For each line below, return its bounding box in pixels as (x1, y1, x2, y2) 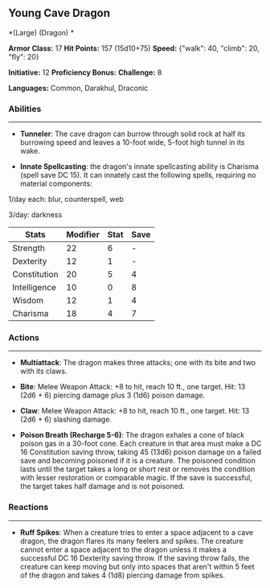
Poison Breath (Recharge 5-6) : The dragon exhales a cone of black (19, 430, 245, 440)
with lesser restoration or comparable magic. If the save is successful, (19, 473, 253, 483)
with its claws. (19, 366, 67, 376)
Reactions (8, 502, 49, 513)
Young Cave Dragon (8, 6, 111, 20)
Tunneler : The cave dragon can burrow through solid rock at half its (19, 129, 246, 139)
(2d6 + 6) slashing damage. (19, 414, 112, 425)
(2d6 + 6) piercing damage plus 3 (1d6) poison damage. (19, 390, 206, 401)
